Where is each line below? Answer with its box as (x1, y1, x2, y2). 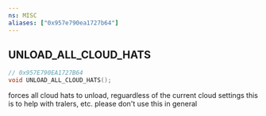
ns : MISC (8, 11, 37, 20)
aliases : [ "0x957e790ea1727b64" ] (8, 19, 119, 27)
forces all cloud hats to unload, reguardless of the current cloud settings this (8, 91, 258, 100)
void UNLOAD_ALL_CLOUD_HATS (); (8, 77, 112, 84)
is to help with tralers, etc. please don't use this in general (8, 99, 198, 109)
